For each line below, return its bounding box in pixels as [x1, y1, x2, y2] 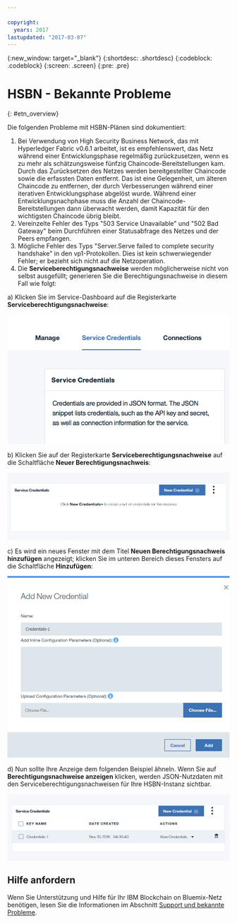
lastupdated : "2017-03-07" [7, 34, 87, 41]
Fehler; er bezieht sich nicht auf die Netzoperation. [17, 257, 166, 265]
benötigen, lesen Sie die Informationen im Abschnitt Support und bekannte [7, 900, 224, 909]
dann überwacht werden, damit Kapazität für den [66, 205, 209, 213]
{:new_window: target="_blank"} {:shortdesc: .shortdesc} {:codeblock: [7, 54, 213, 63]
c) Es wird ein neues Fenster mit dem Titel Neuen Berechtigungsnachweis [7, 547, 226, 555]
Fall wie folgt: [17, 279, 57, 288]
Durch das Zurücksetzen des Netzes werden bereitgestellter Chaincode [17, 167, 226, 176]
